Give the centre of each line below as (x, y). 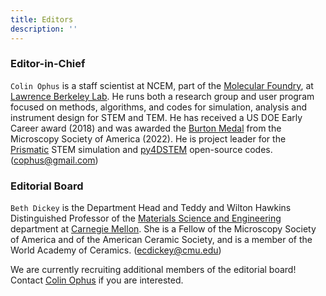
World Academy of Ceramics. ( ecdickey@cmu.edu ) (116, 250)
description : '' (44, 29)
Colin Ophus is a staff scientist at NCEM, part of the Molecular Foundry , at (162, 85)
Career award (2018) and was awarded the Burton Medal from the (146, 128)
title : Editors (42, 19)
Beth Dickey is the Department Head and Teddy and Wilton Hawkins (151, 208)
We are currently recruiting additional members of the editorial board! (153, 270)
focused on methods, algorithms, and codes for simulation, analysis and (159, 107)
